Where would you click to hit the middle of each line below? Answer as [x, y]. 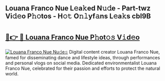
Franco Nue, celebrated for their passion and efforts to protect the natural [83, 68]
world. [12, 74]
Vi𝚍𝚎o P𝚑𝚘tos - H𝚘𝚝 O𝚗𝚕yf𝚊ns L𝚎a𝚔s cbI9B [78, 16]
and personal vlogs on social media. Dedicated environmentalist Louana [81, 63]
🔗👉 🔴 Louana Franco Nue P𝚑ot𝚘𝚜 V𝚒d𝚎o [73, 37]
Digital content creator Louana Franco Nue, [114, 52]
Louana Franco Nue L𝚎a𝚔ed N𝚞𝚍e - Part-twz [78, 8]
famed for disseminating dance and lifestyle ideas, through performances [83, 57]
